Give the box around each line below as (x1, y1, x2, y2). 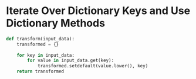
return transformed (16, 68, 65, 74)
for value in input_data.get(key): (27, 57, 114, 64)
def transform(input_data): (6, 36, 75, 42)
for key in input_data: (16, 52, 75, 58)
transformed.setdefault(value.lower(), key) (37, 63, 148, 69)
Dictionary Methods (6, 16, 106, 30)
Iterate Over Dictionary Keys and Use (6, 4, 191, 18)
